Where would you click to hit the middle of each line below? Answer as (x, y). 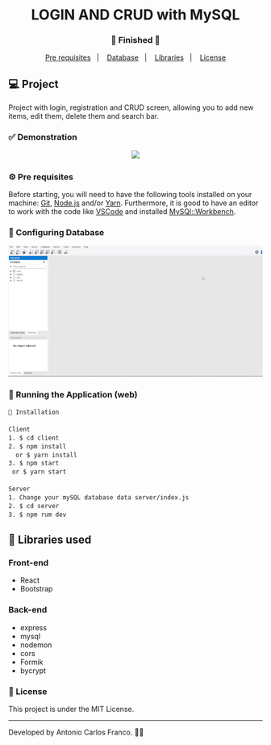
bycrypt (33, 670)
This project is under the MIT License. (71, 709)
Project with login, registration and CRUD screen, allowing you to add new (131, 107)
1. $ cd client (34, 438)
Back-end (28, 610)
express (33, 627)
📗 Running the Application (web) (73, 394)
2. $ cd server (34, 506)
